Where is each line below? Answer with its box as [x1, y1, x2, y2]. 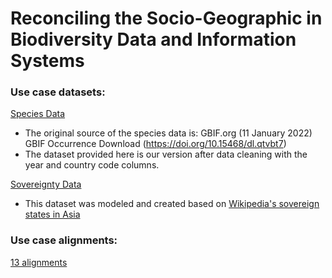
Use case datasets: [10, 85, 106, 99]
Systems [10, 50, 85, 72]
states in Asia [24, 208, 81, 221]
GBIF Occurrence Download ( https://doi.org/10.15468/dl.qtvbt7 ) [24, 138, 287, 150]
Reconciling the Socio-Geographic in [10, 7, 323, 30]
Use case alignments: [10, 233, 118, 247]
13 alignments [10, 256, 68, 268]
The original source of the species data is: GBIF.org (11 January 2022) [24, 127, 313, 139]
